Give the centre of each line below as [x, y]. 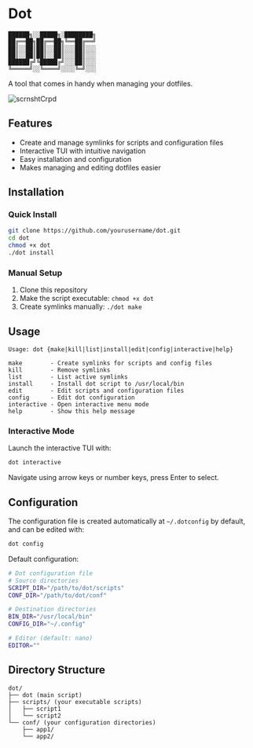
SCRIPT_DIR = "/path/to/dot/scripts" [66, 588]
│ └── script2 [35, 716]
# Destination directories [52, 610]
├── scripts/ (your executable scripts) [75, 702]
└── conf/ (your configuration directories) [82, 722]
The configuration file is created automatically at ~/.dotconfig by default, [127, 521]
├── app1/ [38, 729]
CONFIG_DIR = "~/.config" [47, 624]
